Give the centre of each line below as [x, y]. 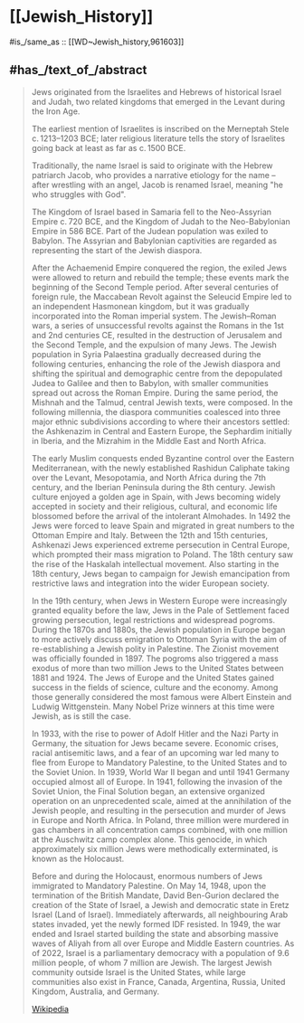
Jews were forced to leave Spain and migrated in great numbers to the [163, 526]
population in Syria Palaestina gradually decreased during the [146, 354]
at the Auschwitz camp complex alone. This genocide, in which [149, 839]
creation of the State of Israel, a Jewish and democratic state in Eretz [160, 905]
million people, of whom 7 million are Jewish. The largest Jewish [152, 962]
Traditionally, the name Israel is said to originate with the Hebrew [152, 166]
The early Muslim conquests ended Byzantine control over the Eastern [163, 458]
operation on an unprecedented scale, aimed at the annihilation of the [161, 800]
